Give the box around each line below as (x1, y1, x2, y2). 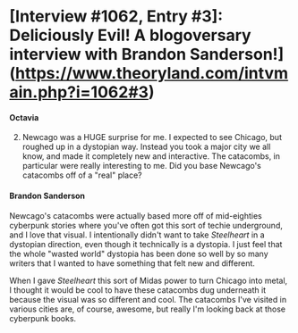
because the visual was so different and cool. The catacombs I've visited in (9, 294, 287, 304)
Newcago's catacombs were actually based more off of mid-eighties (9, 210, 262, 221)
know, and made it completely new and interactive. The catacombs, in (21, 151, 280, 162)
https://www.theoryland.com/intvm (14, 63, 289, 84)
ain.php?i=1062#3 (9, 82, 149, 103)
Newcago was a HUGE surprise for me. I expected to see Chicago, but (21, 132, 282, 143)
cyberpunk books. (9, 312, 77, 323)
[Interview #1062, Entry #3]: (9, 6, 224, 27)
